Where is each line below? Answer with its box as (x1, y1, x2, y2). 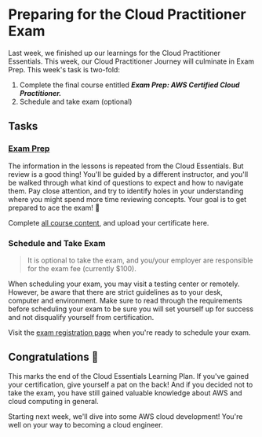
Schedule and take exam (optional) (19, 97, 133, 106)
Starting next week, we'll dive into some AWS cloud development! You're (8, 411, 243, 421)
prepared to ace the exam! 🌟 (8, 203, 100, 212)
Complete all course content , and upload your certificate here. (8, 218, 209, 227)
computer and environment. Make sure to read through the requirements (8, 296, 243, 305)
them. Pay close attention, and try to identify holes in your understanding (8, 186, 244, 196)
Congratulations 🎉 (8, 351, 99, 364)
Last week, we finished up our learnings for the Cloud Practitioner (8, 48, 221, 57)
